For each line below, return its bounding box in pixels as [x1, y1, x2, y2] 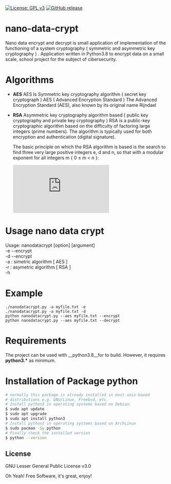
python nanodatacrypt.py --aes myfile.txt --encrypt [5, 313, 120, 318]
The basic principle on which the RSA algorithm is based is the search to [12, 144, 166, 150]
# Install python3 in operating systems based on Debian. [5, 402, 132, 407]
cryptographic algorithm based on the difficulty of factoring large [12, 123, 151, 129]
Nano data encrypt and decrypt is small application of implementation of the [5, 40, 166, 46]
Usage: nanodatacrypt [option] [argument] [5, 242, 95, 248]
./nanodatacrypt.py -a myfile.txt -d [5, 308, 86, 314]
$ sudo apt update [5, 406, 45, 412]
